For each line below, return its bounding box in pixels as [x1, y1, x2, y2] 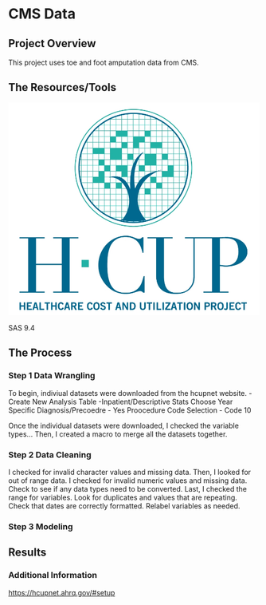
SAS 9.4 [8, 322, 35, 332]
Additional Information [8, 570, 98, 581]
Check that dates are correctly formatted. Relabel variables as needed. [8, 500, 241, 511]
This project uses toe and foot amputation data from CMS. [8, 57, 199, 67]
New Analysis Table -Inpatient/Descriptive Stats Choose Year [31, 397, 233, 406]
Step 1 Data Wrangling [8, 370, 96, 382]
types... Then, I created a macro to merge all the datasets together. [8, 429, 228, 439]
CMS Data [8, 5, 76, 23]
